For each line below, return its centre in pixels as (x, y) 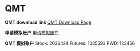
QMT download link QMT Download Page (48, 22)
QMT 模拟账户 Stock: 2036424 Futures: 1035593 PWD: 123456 (70, 43)
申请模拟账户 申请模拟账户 (32, 32)
